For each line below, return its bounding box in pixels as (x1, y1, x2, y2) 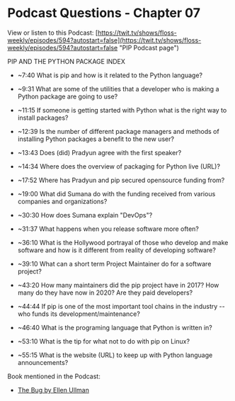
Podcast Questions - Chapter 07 (7, 5, 200, 21)
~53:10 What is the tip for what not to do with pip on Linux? (17, 337, 190, 345)
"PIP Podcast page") (119, 43, 179, 52)
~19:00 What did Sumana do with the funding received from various (17, 189, 216, 198)
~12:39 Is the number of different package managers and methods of (17, 127, 219, 135)
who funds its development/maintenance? (17, 310, 140, 318)
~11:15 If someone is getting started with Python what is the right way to (17, 106, 227, 114)
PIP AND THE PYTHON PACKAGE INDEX (7, 57, 126, 65)
